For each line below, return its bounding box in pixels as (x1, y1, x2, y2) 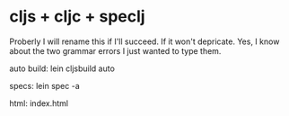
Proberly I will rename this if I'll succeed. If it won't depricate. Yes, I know (9, 36, 280, 47)
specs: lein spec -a (9, 80, 80, 91)
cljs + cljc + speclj (9, 6, 145, 27)
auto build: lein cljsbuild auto (9, 63, 115, 74)
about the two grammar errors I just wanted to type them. (9, 45, 222, 56)
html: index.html (9, 97, 69, 109)
